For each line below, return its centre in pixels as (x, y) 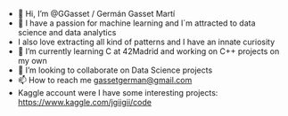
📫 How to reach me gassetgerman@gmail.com (105, 80)
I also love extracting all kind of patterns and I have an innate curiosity (146, 42)
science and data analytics (67, 32)
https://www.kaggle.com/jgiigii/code (84, 102)
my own (32, 61)
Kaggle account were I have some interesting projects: (118, 93)
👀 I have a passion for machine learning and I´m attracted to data (136, 23)
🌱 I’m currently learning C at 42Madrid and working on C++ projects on (148, 51)
